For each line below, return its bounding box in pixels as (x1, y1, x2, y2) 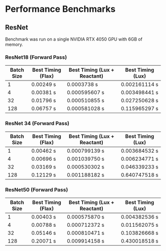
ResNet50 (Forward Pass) (5, 186, 68, 193)
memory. (5, 42, 23, 47)
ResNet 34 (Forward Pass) (5, 120, 70, 127)
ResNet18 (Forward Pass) (5, 53, 67, 60)
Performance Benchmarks (5, 3, 116, 15)
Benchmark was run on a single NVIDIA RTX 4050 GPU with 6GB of (5, 36, 143, 42)
